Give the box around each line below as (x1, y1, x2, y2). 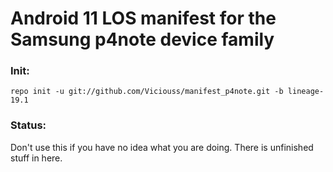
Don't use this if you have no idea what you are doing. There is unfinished (10, 141, 314, 153)
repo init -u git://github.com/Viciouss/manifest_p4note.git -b (10, 87, 284, 97)
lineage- (287, 87, 325, 97)
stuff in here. (10, 152, 63, 164)
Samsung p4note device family (10, 28, 275, 51)
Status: (10, 118, 47, 132)
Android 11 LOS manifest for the (10, 7, 277, 30)
